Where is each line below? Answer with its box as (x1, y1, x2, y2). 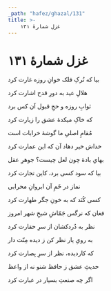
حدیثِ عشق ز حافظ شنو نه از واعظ (8, 263, 99, 271)
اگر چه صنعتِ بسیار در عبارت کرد (8, 276, 93, 284)
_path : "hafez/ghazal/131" (8, 10, 85, 17)
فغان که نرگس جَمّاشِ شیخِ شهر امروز (8, 209, 105, 217)
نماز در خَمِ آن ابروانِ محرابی (8, 182, 81, 190)
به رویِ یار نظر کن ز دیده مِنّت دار (8, 236, 93, 244)
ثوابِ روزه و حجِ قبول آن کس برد (8, 102, 92, 110)
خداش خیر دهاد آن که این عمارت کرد (8, 142, 102, 150)
